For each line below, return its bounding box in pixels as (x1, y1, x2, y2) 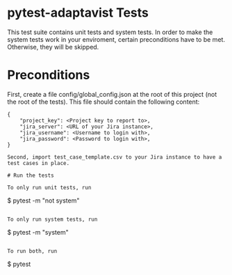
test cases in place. (7, 159, 70, 166)
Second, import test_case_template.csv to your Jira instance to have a (7, 153, 222, 161)
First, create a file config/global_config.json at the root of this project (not (7, 90, 217, 98)
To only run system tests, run (7, 216, 98, 223)
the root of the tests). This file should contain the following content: (7, 97, 200, 106)
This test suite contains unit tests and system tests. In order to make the (7, 28, 213, 36)
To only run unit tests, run (7, 184, 92, 191)
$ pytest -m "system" (7, 228, 69, 236)
